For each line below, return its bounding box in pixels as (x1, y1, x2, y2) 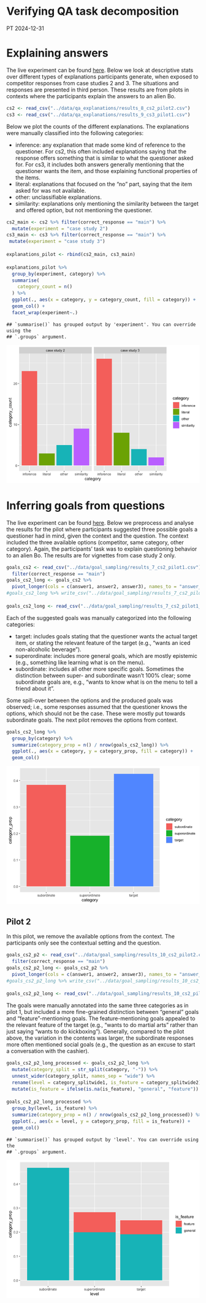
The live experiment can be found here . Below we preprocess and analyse (6, 519, 194, 526)
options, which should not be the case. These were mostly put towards (6, 709, 186, 717)
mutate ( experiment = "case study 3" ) (9, 238, 105, 245)
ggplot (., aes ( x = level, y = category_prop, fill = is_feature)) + (12, 1118, 191, 1124)
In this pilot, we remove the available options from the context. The (6, 933, 175, 940)
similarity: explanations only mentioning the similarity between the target (15, 199, 199, 207)
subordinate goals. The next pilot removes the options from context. (6, 716, 178, 724)
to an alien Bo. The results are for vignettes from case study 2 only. (6, 551, 177, 559)
